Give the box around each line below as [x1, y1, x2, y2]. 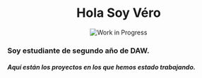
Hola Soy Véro [76, 5, 161, 21]
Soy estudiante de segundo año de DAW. [7, 46, 150, 56]
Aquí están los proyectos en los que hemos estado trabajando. [7, 63, 196, 72]
